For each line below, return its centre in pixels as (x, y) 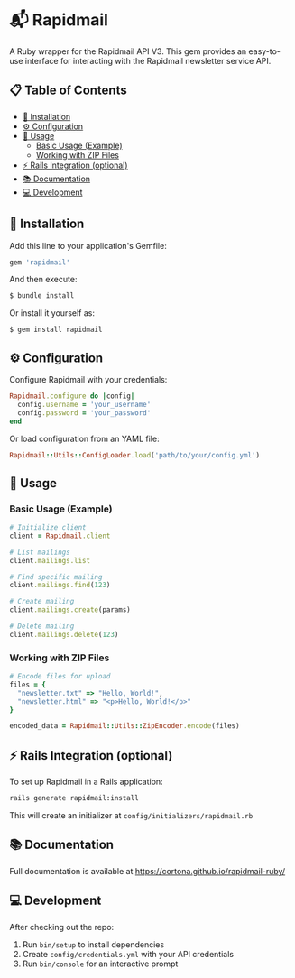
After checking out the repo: (62, 927)
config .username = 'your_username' (84, 404)
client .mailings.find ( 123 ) (60, 586)
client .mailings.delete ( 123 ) (64, 634)
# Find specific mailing (56, 577)
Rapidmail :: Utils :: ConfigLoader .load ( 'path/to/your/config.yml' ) (134, 455)
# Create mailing (42, 602)
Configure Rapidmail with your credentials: (88, 379)
